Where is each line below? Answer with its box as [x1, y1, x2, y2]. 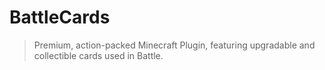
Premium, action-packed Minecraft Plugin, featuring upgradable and [33, 39, 316, 51]
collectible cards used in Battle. [33, 49, 164, 61]
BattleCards [9, 6, 111, 29]
